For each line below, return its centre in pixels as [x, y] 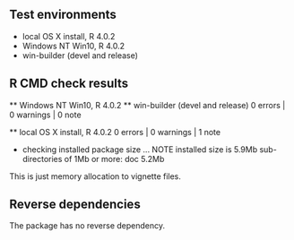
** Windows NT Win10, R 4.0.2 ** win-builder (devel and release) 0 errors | [147, 105]
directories [42, 159]
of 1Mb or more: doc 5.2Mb [114, 159]
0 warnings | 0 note [46, 115]
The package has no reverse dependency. [87, 226]
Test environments [63, 15]
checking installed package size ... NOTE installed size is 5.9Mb [140, 149]
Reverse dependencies [75, 205]
